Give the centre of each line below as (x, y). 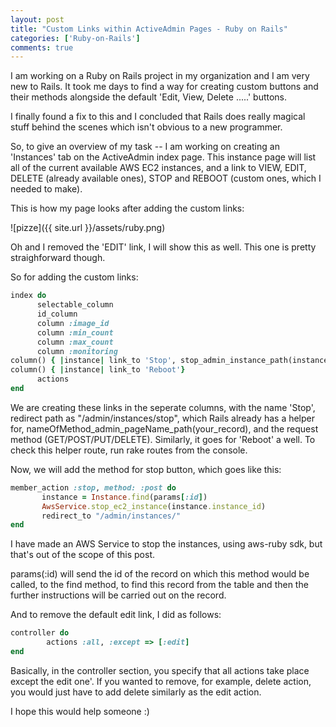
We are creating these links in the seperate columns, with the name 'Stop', (163, 407)
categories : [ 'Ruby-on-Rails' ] (75, 38)
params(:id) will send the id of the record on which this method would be (160, 574)
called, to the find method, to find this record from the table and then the (159, 585)
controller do (40, 633)
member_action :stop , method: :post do (93, 487)
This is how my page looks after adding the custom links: (127, 208)
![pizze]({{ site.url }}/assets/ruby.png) (88, 228)
